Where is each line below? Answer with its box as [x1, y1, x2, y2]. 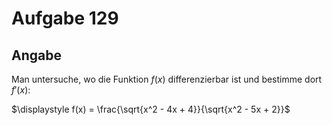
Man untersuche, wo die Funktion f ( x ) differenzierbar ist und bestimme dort [11, 73, 323, 85]
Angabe [11, 47, 62, 64]
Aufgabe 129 [11, 7, 119, 30]
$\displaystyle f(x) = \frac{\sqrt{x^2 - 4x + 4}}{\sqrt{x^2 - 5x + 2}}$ [11, 103, 291, 115]
